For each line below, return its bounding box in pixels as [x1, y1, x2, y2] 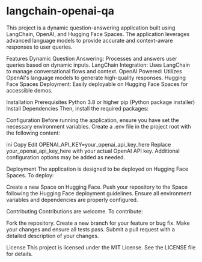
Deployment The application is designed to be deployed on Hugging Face [6, 165, 189, 172]
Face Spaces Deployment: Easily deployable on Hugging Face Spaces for [6, 80, 188, 88]
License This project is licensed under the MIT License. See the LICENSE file [6, 243, 196, 251]
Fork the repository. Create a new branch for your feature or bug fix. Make [6, 219, 191, 227]
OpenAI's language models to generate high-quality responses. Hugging [6, 74, 186, 81]
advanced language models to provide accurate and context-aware [6, 37, 173, 44]
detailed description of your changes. [6, 232, 99, 239]
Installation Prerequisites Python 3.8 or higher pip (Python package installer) [6, 98, 195, 106]
